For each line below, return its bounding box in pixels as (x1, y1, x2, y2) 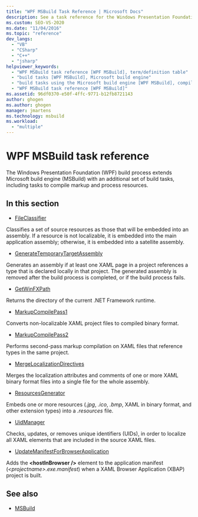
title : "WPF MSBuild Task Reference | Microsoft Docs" (6, 8, 144, 15)
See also (6, 489, 38, 499)
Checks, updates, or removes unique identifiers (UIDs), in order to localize (6, 430, 186, 437)
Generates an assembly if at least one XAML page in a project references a (6, 261, 189, 268)
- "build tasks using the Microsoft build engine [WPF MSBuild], (11, 80, 176, 86)
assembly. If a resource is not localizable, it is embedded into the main (6, 232, 177, 239)
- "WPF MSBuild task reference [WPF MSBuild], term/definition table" (11, 69, 189, 75)
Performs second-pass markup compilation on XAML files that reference (6, 342, 183, 349)
